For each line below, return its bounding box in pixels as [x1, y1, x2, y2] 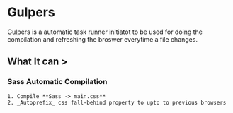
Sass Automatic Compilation [7, 77, 108, 87]
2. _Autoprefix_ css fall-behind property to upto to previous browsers [7, 99, 227, 106]
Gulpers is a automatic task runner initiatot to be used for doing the [7, 28, 203, 36]
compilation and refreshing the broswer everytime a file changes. [7, 35, 198, 43]
